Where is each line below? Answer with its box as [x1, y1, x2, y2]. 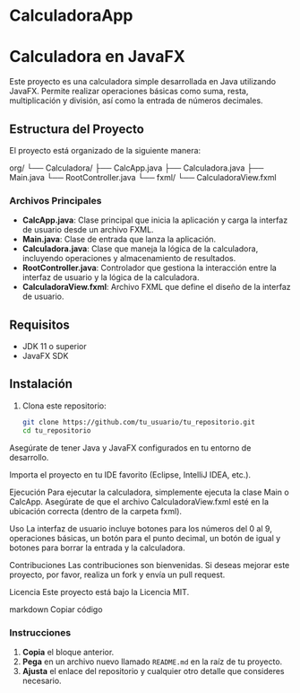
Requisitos [9, 317, 70, 332]
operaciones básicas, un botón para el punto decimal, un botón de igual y [9, 532, 281, 543]
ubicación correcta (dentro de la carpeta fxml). [9, 505, 182, 516]
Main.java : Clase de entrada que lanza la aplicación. [21, 234, 217, 245]
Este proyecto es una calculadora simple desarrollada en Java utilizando [9, 76, 276, 87]
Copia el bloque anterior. [21, 646, 115, 657]
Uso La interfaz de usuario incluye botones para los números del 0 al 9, [9, 522, 273, 534]
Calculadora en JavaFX [9, 47, 185, 67]
